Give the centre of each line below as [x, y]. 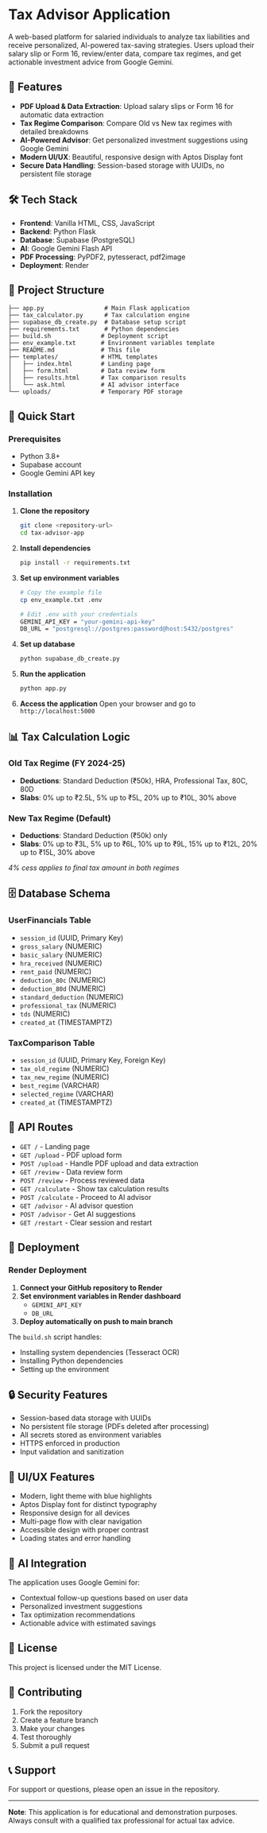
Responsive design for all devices [75, 1513]
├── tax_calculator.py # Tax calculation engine [99, 316]
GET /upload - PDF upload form [71, 1155]
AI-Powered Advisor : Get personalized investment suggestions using [134, 140]
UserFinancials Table [50, 920]
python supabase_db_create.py [70, 659]
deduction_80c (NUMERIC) [63, 980]
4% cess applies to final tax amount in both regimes [94, 868]
